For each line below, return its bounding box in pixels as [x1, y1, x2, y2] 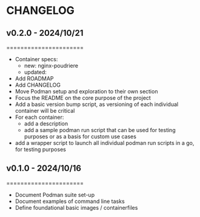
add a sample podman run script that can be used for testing [24, 127, 176, 133]
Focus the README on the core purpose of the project [15, 95, 152, 101]
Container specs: [15, 56, 58, 62]
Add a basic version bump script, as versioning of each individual [15, 101, 179, 108]
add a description [24, 120, 68, 127]
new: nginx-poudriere [24, 62, 79, 69]
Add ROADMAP [15, 75, 54, 82]
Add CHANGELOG [15, 81, 61, 88]
